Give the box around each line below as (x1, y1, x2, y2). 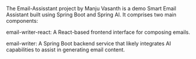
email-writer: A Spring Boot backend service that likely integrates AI (6, 40, 171, 47)
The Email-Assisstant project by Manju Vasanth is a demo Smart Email (6, 5, 177, 12)
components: (6, 18, 38, 24)
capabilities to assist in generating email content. (6, 46, 125, 53)
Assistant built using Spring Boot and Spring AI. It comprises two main (6, 11, 177, 18)
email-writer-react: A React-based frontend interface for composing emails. (6, 29, 191, 36)
